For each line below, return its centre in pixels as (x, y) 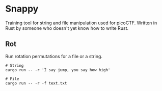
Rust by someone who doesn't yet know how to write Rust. (67, 28)
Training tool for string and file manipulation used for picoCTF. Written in (81, 23)
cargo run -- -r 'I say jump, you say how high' (58, 70)
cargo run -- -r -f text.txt (36, 83)
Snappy (22, 9)
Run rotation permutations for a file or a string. (54, 56)
